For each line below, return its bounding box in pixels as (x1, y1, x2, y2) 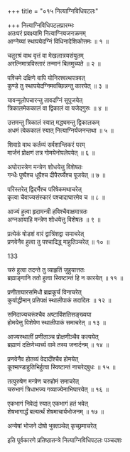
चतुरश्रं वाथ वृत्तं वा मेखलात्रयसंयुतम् (7, 51, 84, 60)
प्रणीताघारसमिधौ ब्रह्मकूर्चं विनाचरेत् (7, 288, 82, 296)
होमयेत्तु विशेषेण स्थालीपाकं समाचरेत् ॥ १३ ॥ (7, 318, 107, 327)
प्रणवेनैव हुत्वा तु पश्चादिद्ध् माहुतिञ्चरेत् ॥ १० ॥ (7, 237, 110, 246)
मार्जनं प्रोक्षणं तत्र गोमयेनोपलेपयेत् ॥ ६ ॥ (7, 148, 95, 157)
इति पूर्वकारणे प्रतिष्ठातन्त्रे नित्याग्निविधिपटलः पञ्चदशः (7, 436, 122, 444)
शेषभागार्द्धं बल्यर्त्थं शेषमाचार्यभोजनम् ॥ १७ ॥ (7, 407, 104, 416)
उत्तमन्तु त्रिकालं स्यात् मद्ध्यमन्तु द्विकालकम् (7, 118, 99, 126)
